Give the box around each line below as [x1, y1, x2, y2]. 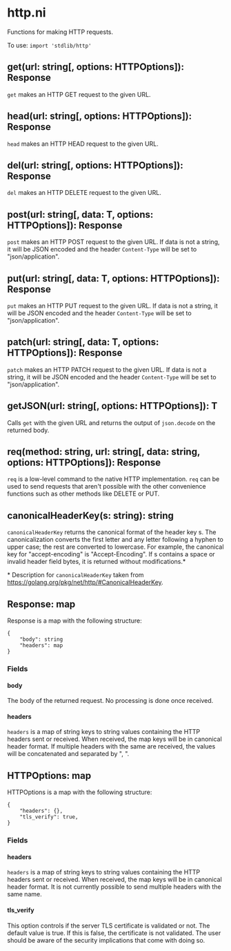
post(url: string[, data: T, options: [7, 209, 154, 220]
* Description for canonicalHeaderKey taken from [7, 571, 144, 579]
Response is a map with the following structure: [7, 616, 143, 625]
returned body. [7, 426, 50, 434]
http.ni [7, 5, 46, 21]
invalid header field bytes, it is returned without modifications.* [7, 558, 186, 566]
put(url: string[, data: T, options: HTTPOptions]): [7, 272, 220, 284]
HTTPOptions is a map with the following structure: [7, 788, 152, 796]
